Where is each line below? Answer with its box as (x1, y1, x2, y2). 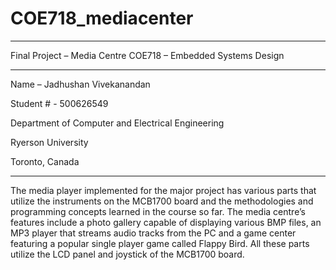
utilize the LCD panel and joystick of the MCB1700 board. (10, 248, 245, 260)
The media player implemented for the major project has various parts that (10, 184, 317, 196)
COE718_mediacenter (10, 7, 194, 30)
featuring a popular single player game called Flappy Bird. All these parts (10, 237, 310, 249)
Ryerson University (10, 136, 89, 148)
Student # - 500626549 (10, 97, 109, 109)
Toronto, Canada (10, 155, 80, 167)
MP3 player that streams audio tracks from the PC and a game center (10, 227, 297, 239)
